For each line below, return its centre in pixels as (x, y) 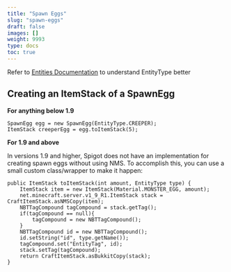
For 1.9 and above (33, 142)
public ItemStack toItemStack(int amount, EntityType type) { (99, 183)
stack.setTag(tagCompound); (60, 250)
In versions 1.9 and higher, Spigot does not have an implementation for (108, 155)
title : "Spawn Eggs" (37, 14)
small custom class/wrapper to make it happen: (75, 170)
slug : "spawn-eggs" (35, 20)
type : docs (23, 46)
